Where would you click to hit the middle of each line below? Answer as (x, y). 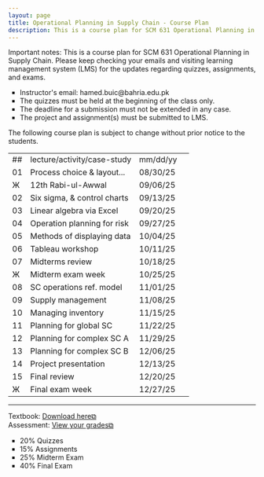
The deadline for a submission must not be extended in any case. (125, 109)
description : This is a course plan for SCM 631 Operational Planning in (132, 30)
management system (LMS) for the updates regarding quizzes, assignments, (132, 69)
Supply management (68, 300)
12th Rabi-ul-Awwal (69, 185)
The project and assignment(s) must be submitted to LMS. (114, 118)
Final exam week (61, 390)
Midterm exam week (68, 274)
